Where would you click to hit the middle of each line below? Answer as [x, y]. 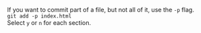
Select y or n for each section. [49, 23]
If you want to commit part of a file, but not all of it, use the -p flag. [101, 10]
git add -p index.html [39, 16]
